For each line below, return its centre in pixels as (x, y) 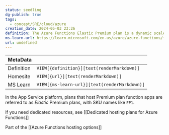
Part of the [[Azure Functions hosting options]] (54, 127)
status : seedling (23, 10)
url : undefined (21, 43)
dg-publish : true (23, 15)
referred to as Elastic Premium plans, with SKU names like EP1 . (70, 102)
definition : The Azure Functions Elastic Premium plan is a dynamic (78, 33)
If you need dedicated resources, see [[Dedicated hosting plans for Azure (81, 112)
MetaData (20, 59)
